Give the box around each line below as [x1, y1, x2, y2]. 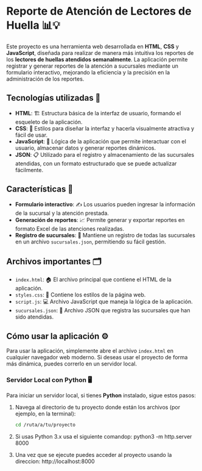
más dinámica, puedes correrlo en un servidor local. [6, 360, 138, 367]
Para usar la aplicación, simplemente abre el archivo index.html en [6, 347, 173, 354]
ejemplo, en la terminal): [15, 410, 76, 417]
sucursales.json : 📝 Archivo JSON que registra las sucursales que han [15, 307, 190, 314]
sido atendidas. [15, 313, 54, 321]
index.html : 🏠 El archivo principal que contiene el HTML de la [15, 276, 172, 283]
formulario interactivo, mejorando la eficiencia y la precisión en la [6, 68, 170, 76]
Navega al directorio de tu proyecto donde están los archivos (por [15, 404, 181, 411]
